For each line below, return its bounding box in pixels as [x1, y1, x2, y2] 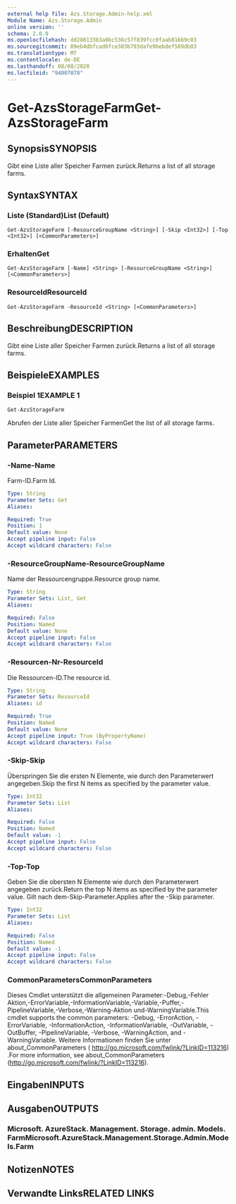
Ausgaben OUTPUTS [7, 1103, 99, 1115]
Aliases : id [7, 700, 42, 707]
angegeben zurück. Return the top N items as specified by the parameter [7, 885, 218, 894]
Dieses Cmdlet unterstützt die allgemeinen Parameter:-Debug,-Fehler [7, 991, 209, 999]
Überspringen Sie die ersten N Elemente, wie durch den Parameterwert [7, 772, 214, 780]
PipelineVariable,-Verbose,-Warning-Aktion [7, 1006, 132, 1014]
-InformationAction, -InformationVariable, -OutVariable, [49, 1021, 209, 1030]
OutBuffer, [7, 1028, 37, 1037]
